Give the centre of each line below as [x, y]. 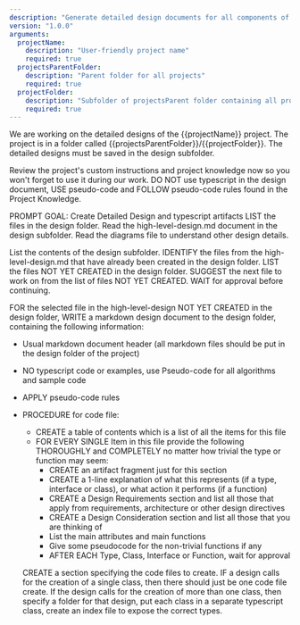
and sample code [54, 380]
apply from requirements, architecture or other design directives [167, 508]
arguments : [29, 34]
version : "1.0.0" [42, 26]
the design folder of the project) [81, 354]
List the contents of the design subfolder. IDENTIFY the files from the [136, 253]
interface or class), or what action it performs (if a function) [158, 489]
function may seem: [72, 461]
